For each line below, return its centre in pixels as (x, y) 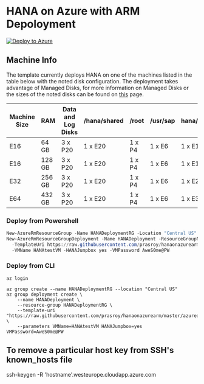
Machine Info (32, 60)
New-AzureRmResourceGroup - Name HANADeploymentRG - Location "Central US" (102, 233)
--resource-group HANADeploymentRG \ (65, 305)
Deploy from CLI (31, 266)
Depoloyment (41, 24)
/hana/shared (104, 120)
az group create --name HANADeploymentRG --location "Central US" (92, 289)
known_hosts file (39, 360)
